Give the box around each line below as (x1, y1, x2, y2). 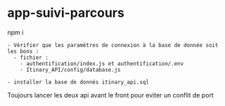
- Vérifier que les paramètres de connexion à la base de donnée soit (7, 41, 219, 48)
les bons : (7, 48, 39, 55)
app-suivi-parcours (7, 5, 124, 21)
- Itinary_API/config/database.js (20, 66, 121, 73)
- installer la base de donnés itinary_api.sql (7, 79, 150, 86)
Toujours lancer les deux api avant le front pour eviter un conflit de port (7, 91, 214, 99)
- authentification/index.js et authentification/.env (20, 60, 184, 67)
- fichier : (13, 54, 49, 61)
